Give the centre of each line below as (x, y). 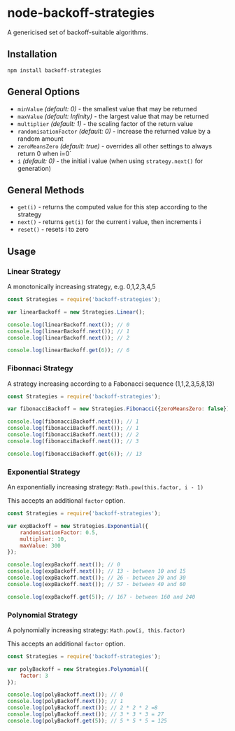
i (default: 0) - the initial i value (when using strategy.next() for (110, 161)
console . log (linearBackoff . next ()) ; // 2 (69, 337)
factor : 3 (34, 676)
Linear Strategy (34, 271)
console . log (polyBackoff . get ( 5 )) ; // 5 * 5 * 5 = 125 (87, 720)
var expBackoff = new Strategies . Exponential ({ (78, 526)
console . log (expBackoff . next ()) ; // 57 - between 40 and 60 (97, 584)
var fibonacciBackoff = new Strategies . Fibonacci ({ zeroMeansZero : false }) (119, 409)
